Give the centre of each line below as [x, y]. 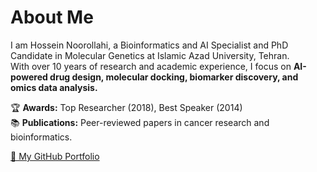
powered [29, 77]
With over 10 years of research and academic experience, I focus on [151, 66]
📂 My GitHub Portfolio [55, 156]
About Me [52, 17]
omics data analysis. [54, 87]
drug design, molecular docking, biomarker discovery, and [174, 77]
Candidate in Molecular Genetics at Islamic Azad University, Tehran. [150, 55]
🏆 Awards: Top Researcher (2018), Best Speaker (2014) [126, 107]
